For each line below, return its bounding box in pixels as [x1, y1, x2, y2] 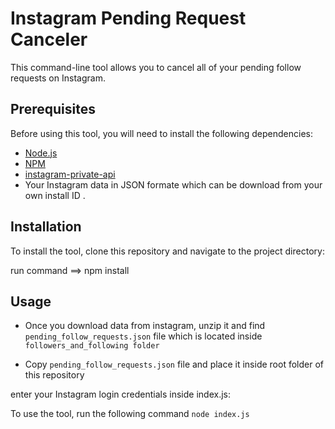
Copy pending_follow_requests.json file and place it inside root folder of [24, 358, 324, 371]
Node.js [24, 147, 58, 159]
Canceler [10, 28, 88, 51]
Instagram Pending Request [10, 7, 247, 30]
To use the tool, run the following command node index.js [10, 408, 250, 420]
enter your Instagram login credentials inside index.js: [10, 388, 231, 401]
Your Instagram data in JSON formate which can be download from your [24, 178, 323, 191]
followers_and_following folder [24, 341, 160, 351]
